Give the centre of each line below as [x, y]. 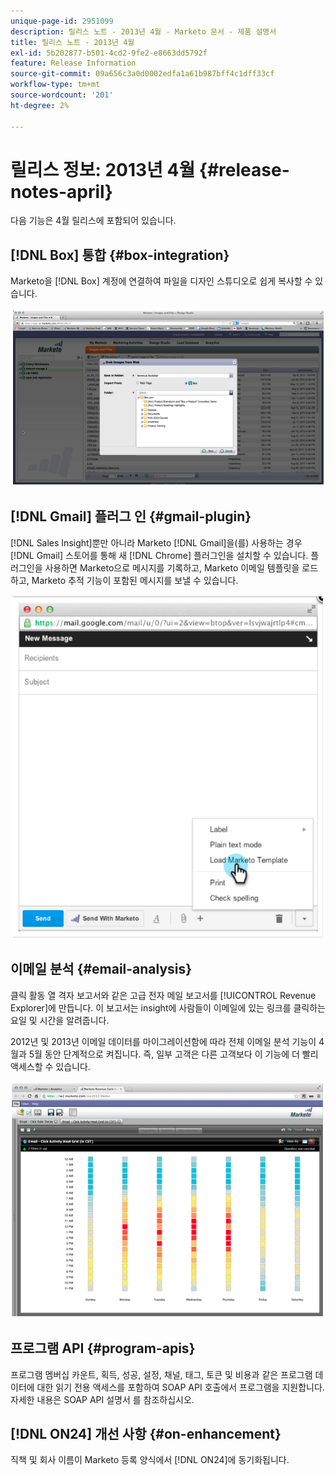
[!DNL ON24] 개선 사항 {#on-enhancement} [146, 1433]
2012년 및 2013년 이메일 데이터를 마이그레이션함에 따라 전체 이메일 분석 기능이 [163, 1041]
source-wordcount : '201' [62, 95]
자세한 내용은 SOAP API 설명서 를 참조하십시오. [102, 1399]
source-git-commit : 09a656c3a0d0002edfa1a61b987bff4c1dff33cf [142, 74]
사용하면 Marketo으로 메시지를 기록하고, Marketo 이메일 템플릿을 [172, 567]
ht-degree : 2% [40, 105]
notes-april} [61, 191]
